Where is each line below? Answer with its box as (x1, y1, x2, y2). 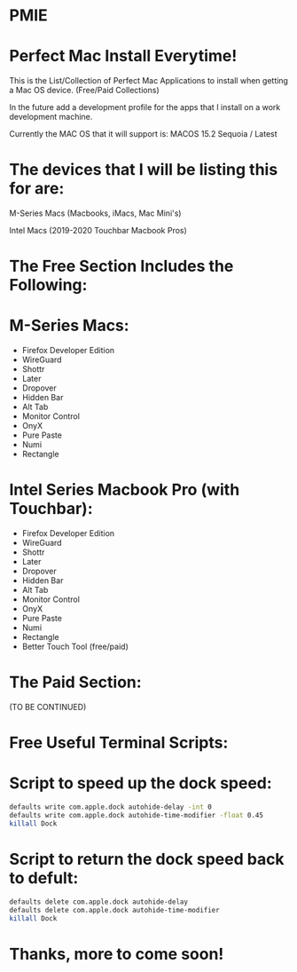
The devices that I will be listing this (9, 160, 278, 180)
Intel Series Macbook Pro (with (9, 480, 240, 500)
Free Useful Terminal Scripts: (9, 733, 229, 753)
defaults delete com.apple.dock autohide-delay (9, 897, 189, 906)
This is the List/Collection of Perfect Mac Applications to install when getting (9, 75, 288, 86)
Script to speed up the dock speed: (9, 773, 272, 794)
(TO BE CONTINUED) (9, 702, 87, 713)
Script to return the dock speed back (9, 850, 285, 869)
